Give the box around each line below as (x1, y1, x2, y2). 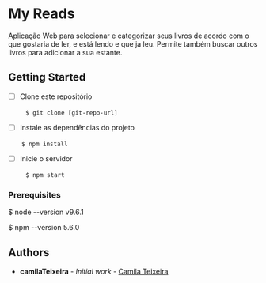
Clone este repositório (19, 92, 93, 101)
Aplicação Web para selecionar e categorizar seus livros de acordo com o (8, 31, 249, 40)
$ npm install (21, 140, 68, 148)
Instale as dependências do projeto (19, 123, 135, 132)
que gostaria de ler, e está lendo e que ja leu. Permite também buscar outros (8, 39, 258, 48)
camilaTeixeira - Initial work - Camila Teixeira (19, 266, 169, 277)
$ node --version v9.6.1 (8, 207, 85, 217)
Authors (8, 246, 50, 259)
